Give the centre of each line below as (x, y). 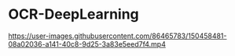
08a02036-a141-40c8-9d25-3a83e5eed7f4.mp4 (87, 44)
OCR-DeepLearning (73, 14)
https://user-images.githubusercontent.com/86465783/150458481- (117, 36)
